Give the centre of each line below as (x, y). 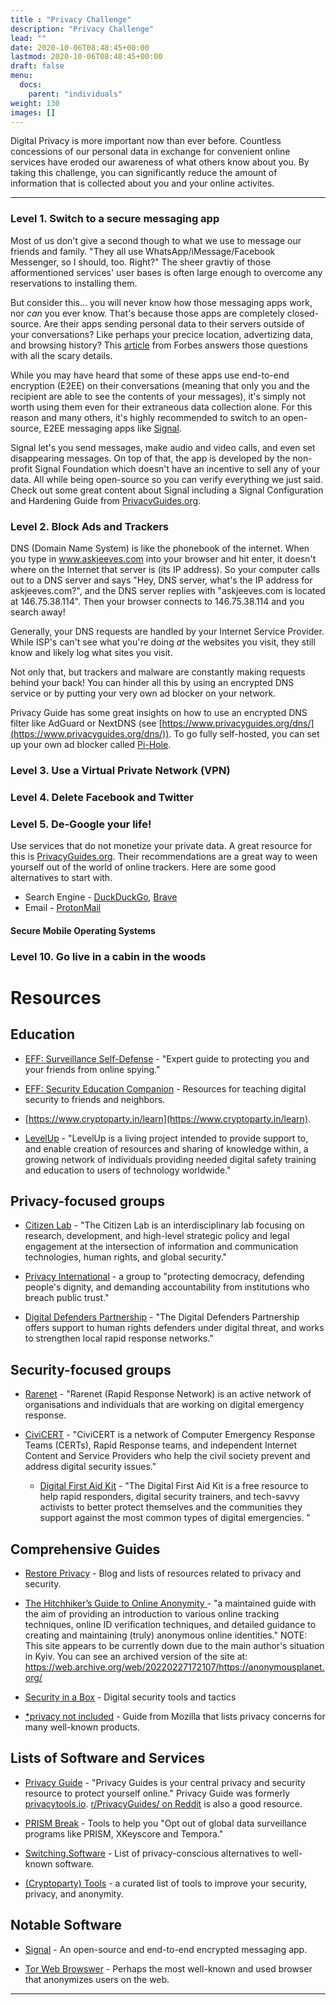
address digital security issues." (90, 1467)
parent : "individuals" (75, 94)
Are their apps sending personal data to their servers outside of (174, 323)
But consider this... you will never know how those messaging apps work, (161, 302)
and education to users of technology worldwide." (128, 1170)
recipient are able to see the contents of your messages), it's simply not (158, 396)
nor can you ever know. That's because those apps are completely (147, 313)
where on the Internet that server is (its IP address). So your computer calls (165, 569)
